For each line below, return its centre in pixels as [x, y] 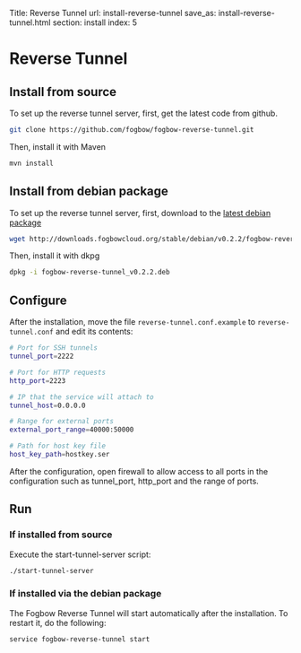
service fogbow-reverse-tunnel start [80, 639]
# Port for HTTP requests [57, 372]
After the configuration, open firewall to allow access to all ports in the [139, 471]
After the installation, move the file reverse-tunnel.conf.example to [133, 322]
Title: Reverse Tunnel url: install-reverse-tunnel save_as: [113, 13]
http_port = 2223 [38, 380]
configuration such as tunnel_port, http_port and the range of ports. [134, 481]
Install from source [63, 92]
